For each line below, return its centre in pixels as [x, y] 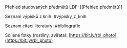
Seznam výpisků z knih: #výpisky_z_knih [46, 16]
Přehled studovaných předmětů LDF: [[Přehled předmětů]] [64, 7]
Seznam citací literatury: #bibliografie [43, 26]
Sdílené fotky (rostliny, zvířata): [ [38, 35]
